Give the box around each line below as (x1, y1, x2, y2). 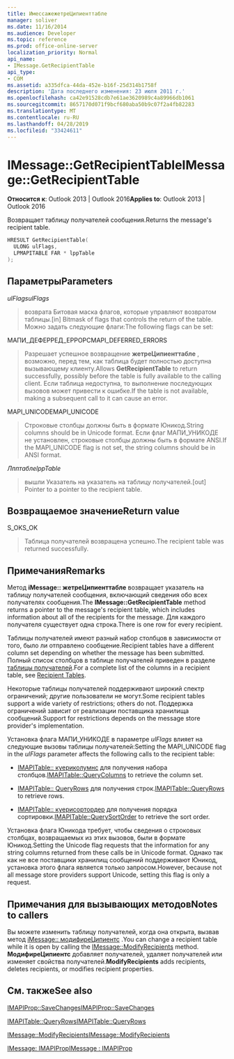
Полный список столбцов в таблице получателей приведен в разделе (7, 656, 216, 665)
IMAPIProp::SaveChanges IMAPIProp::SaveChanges (7, 1003, 155, 1012)
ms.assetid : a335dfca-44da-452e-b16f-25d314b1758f (7, 82, 157, 89)
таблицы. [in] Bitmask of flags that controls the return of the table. (24, 315, 213, 323)
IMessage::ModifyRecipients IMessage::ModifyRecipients (7, 1030, 171, 1039)
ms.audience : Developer (7, 29, 77, 37)
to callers (7, 909, 49, 921)
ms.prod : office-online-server (7, 43, 98, 50)
